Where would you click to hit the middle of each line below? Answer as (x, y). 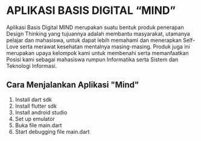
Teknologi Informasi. (32, 66)
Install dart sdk (33, 99)
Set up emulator (35, 119)
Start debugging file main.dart (52, 131)
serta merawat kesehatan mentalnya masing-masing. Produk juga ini (105, 47)
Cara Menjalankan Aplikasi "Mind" (73, 85)
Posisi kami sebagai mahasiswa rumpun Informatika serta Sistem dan (92, 59)
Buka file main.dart (38, 125)
